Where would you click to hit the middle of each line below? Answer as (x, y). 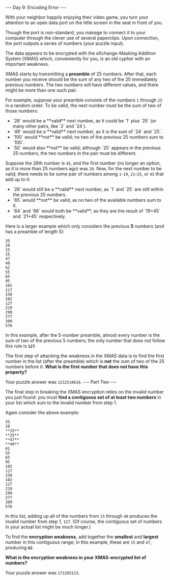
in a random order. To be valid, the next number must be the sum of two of (83, 106)
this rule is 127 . (21, 346)
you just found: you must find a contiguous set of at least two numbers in (83, 397)
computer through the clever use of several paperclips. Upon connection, (82, 38)
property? (16, 372)
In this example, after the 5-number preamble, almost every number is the (83, 335)
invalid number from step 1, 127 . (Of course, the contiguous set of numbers (84, 521)
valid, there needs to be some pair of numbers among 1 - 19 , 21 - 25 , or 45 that (84, 174)
